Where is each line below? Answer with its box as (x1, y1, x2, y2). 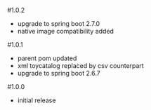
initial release (17, 96, 56, 104)
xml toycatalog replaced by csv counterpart (17, 62, 144, 69)
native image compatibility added (17, 27, 114, 35)
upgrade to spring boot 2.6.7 (17, 69, 100, 77)
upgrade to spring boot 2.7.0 (17, 20, 100, 27)
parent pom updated (17, 54, 77, 62)
